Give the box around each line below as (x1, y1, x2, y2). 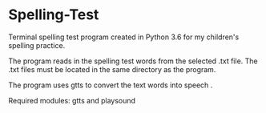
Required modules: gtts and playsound (8, 95, 136, 105)
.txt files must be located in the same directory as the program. (8, 64, 216, 74)
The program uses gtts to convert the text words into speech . (8, 80, 213, 90)
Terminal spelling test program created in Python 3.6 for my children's (8, 32, 240, 42)
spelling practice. (8, 40, 66, 50)
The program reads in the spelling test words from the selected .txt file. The (8, 56, 258, 66)
